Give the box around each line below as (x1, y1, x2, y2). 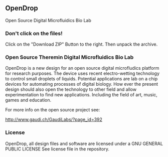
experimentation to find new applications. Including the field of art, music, (5, 92, 158, 98)
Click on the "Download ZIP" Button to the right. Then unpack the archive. (5, 41, 158, 47)
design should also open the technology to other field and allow (5, 86, 137, 92)
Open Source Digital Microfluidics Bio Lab (5, 17, 91, 23)
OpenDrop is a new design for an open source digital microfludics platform (5, 65, 159, 71)
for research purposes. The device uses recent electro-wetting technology (5, 70, 159, 77)
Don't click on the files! (5, 30, 63, 37)
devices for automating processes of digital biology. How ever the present (5, 81, 158, 87)
